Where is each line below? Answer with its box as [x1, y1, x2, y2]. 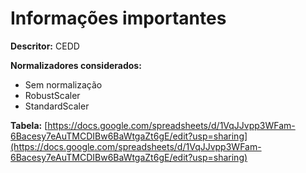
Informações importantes [10, 7, 227, 30]
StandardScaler [24, 100, 90, 112]
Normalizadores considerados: [10, 59, 142, 71]
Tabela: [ [10, 119, 48, 131]
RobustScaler [24, 89, 81, 101]
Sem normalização [24, 78, 103, 91]
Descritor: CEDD [10, 40, 80, 52]
